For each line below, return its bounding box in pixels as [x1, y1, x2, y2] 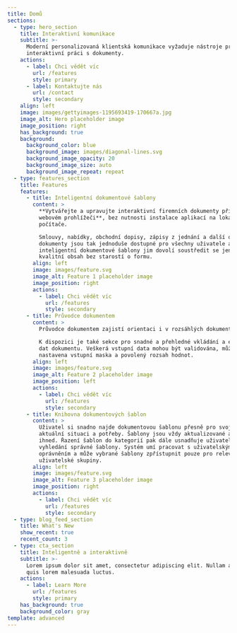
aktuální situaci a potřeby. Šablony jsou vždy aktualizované [38, 431, 226, 438]
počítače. [38, 221, 68, 228]
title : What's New [20, 523, 74, 530]
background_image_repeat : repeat [25, 168, 125, 175]
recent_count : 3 [20, 535, 68, 543]
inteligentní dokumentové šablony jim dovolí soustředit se [38, 247, 219, 254]
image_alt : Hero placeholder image [20, 115, 125, 122]
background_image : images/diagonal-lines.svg [25, 149, 162, 156]
